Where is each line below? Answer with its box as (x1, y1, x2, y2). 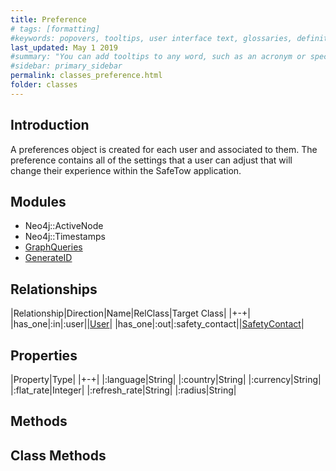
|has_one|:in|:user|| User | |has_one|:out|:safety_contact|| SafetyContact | (10, 318, 305, 330)
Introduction (10, 117, 90, 134)
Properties (10, 347, 78, 364)
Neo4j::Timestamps (24, 231, 106, 243)
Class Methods (10, 447, 107, 464)
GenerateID (24, 252, 73, 264)
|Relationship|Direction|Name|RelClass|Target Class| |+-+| (10, 307, 251, 320)
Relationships (10, 281, 98, 298)
